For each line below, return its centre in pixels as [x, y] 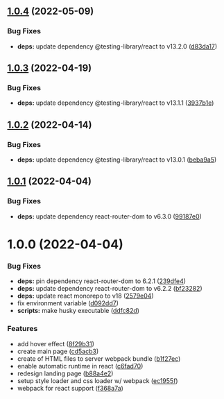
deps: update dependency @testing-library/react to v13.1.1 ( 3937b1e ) [115, 103]
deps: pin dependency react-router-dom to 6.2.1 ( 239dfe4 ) [101, 281]
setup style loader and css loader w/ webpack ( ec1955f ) [97, 380]
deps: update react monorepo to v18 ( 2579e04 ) [85, 296]
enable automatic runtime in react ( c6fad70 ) [80, 366]
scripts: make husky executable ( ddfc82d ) [78, 311]
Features [23, 329]
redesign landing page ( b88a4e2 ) [65, 373]
